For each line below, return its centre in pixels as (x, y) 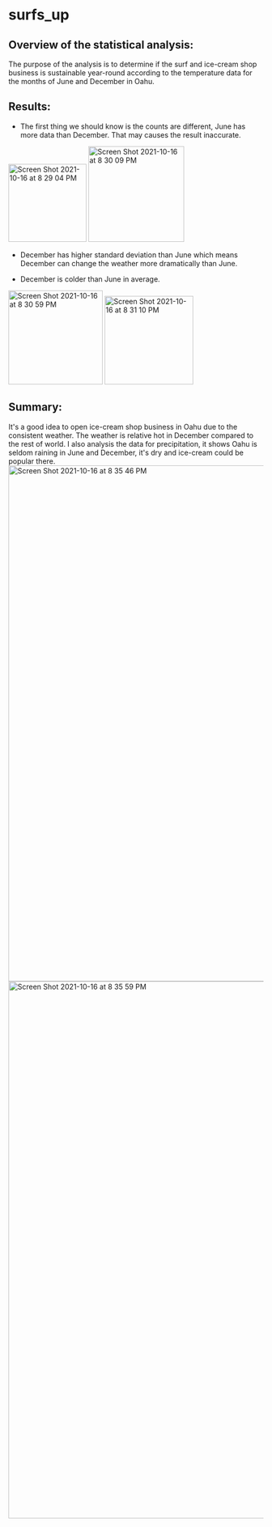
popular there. (32, 461)
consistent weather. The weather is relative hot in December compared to (131, 435)
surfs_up (39, 15)
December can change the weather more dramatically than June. (129, 263)
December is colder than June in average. (90, 279)
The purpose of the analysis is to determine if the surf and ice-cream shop (133, 64)
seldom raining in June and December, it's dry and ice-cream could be (126, 452)
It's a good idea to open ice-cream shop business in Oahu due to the (123, 426)
